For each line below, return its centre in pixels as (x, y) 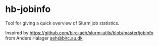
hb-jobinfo (28, 9)
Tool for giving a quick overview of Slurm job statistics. (62, 23)
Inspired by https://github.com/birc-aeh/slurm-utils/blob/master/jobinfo (79, 32)
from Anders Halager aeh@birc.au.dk (44, 38)
